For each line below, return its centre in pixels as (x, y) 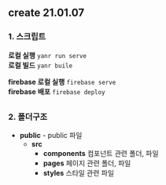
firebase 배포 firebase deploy (57, 91)
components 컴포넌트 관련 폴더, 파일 (101, 154)
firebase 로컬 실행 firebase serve (62, 82)
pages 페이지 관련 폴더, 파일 (87, 163)
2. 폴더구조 (28, 117)
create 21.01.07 (46, 13)
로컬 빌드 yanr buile (41, 65)
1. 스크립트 (27, 37)
